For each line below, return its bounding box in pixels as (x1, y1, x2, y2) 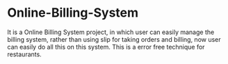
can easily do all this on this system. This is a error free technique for (7, 42, 205, 51)
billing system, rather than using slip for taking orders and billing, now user (7, 35, 221, 43)
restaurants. (7, 50, 42, 58)
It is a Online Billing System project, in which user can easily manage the (7, 28, 215, 36)
